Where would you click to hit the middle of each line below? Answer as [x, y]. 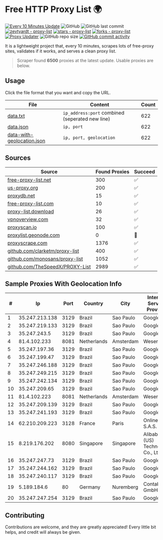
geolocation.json [26, 140]
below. [24, 66]
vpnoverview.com [28, 219]
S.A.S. [150, 426]
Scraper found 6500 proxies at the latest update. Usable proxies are [85, 60]
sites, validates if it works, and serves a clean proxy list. [61, 51]
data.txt [16, 116]
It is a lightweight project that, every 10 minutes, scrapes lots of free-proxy [80, 46]
